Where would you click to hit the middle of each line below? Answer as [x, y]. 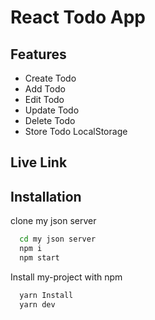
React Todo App [78, 17]
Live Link [39, 162]
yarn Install [46, 295]
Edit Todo [44, 99]
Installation [46, 196]
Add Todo [45, 89]
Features [38, 54]
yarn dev [37, 304]
